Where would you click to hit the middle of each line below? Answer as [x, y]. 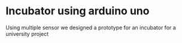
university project [27, 33]
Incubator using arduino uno [78, 11]
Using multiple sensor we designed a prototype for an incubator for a [91, 27]
